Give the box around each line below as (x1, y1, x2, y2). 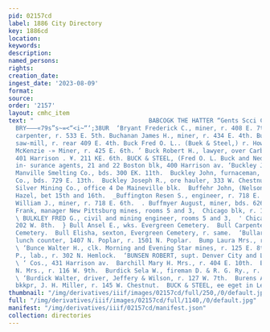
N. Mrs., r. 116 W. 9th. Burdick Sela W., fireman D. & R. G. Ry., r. (15, 267, 261, 275)
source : (8, 94, 35, 102)
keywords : (8, 42, 42, 50)
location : (8, 34, 42, 43)
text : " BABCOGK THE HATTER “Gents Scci (8, 117, 257, 125)
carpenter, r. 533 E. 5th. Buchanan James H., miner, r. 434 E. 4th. (15, 131, 253, 139)
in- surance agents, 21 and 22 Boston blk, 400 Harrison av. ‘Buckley (15, 162, 257, 170)
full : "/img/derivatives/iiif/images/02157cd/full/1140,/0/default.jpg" (8, 297, 257, 305)
